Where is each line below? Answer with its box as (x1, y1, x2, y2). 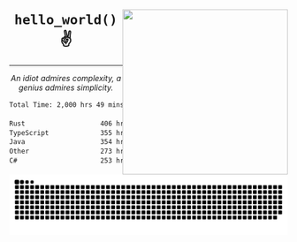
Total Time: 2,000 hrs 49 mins (9, 100, 125, 110)
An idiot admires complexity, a (10, 72, 122, 83)
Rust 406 (9, 119, 113, 128)
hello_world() (14, 11, 118, 28)
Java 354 (9, 138, 113, 147)
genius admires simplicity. (18, 82, 114, 93)
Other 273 (9, 147, 113, 156)
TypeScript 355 (9, 128, 113, 137)
